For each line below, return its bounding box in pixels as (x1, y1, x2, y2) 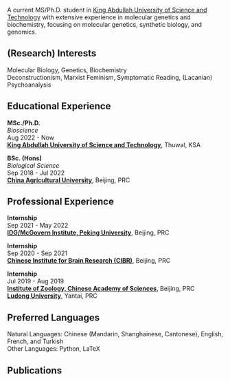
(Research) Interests (7, 47, 97, 59)
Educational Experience (7, 100, 111, 112)
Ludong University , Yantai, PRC (7, 292, 98, 300)
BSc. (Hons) (7, 154, 43, 162)
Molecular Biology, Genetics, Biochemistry (7, 65, 127, 74)
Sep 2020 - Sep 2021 (7, 249, 67, 257)
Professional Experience (7, 196, 115, 208)
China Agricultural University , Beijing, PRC (7, 175, 130, 184)
